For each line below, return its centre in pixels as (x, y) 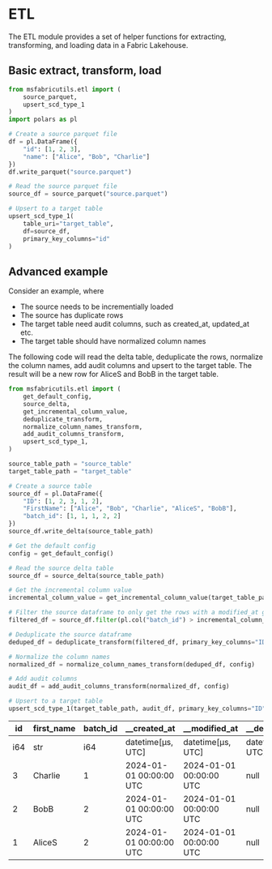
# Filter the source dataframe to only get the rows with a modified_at (134, 613)
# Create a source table (50, 486)
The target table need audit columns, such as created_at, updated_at (134, 324)
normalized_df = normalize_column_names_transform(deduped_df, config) (132, 664)
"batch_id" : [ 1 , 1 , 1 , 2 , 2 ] (72, 516)
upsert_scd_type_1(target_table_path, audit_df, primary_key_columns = (130, 709)
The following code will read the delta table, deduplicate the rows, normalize (136, 357)
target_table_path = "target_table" (70, 471)
